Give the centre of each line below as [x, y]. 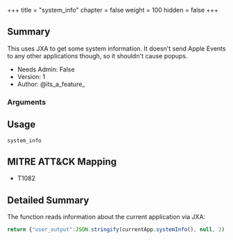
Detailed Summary [48, 200]
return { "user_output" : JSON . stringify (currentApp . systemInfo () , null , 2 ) [116, 230]
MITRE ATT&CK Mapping [62, 161]
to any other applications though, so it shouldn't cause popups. [97, 55]
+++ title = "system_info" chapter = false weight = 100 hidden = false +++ [113, 10]
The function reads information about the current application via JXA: [106, 217]
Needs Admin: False [46, 69]
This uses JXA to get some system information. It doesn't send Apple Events [116, 49]
